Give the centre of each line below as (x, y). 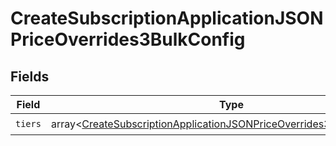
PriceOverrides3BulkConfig (128, 39)
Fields (30, 76)
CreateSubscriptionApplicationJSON (167, 18)
